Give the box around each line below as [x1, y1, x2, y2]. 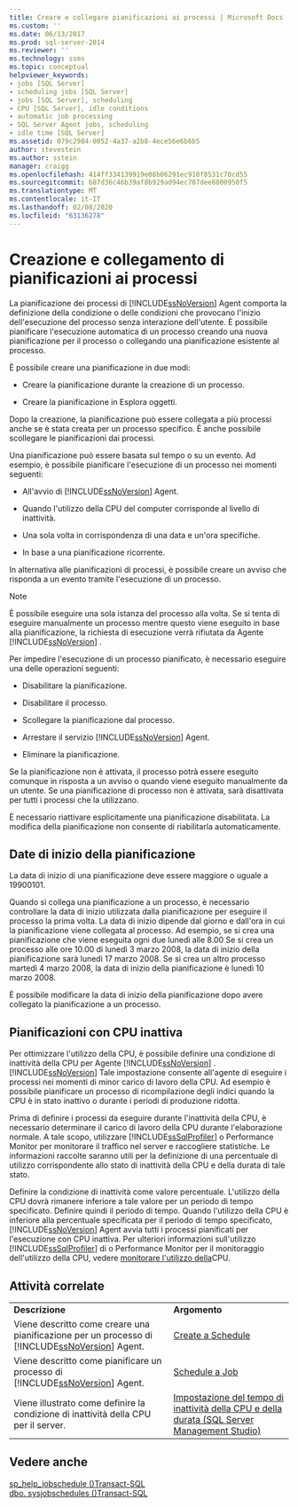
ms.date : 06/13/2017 [9, 29, 86, 38]
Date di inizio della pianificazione [9, 846, 196, 861]
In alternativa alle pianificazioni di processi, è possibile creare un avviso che [9, 564, 286, 575]
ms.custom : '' [9, 21, 62, 30]
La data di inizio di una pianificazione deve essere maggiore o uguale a [9, 870, 269, 881]
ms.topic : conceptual [9, 63, 90, 72]
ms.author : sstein [9, 153, 77, 163]
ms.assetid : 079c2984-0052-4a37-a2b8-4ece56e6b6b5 [9, 137, 200, 146]
